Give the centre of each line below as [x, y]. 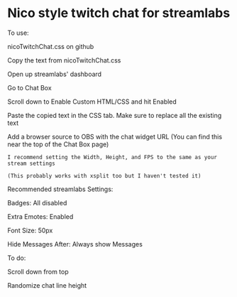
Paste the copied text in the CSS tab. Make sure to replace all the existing [115, 115]
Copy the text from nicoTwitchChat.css [64, 60]
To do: [17, 258]
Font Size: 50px [30, 230]
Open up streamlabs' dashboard [54, 74]
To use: [18, 33]
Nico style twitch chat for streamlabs [119, 13]
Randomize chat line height [47, 285]
